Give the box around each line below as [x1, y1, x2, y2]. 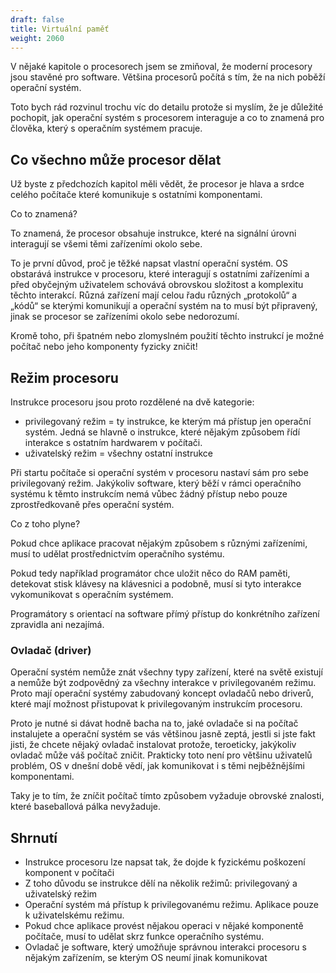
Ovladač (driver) [10, 643, 92, 657]
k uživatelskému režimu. [24, 909, 125, 921]
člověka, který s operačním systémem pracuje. [10, 122, 203, 135]
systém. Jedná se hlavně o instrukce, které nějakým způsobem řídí [24, 426, 301, 438]
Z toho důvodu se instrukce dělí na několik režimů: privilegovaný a [24, 877, 298, 890]
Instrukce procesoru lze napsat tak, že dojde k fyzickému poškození [24, 856, 306, 868]
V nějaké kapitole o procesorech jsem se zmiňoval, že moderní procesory [10, 61, 313, 73]
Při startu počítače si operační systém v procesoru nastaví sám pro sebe [10, 467, 309, 478]
